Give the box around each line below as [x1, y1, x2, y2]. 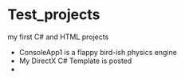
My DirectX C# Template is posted [18, 56, 132, 65]
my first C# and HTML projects [7, 32, 109, 41]
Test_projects [7, 6, 100, 24]
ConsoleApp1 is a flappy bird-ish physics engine [18, 47, 177, 57]
